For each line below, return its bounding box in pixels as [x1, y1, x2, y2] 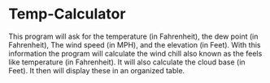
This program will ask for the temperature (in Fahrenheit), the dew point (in [8, 31, 259, 41]
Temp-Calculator [8, 5, 126, 23]
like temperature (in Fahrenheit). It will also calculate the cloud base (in [8, 57, 246, 67]
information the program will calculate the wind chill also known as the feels [8, 48, 263, 58]
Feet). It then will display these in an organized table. [8, 65, 185, 75]
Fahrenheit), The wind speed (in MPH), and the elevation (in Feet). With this [8, 39, 261, 49]
